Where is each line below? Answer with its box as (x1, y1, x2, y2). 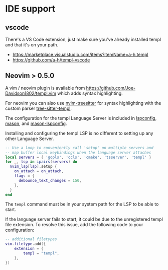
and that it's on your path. (5, 42, 59, 48)
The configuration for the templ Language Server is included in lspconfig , (5, 115, 157, 121)
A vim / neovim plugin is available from (5, 85, 85, 91)
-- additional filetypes (5, 237, 57, 242)
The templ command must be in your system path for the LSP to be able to (5, 201, 159, 207)
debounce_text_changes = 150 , (18, 178, 82, 183)
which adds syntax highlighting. (57, 90, 123, 96)
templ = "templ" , (23, 251, 59, 256)
